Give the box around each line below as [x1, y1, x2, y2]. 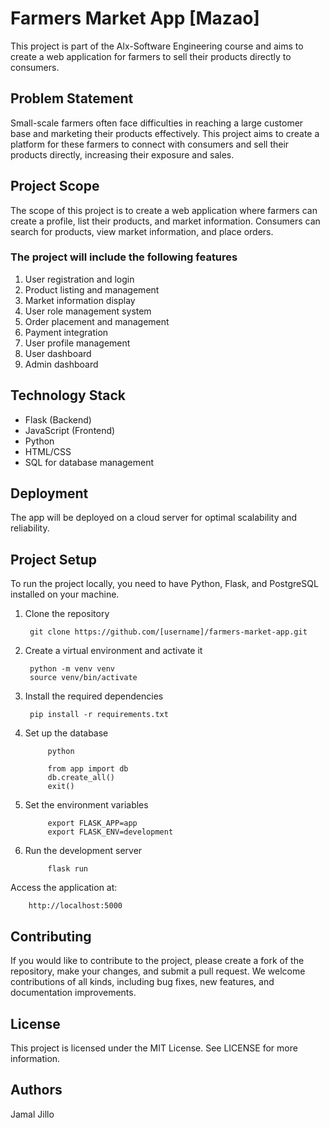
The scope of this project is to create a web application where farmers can [10, 204, 318, 216]
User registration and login [24, 273, 135, 285]
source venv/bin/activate [29, 673, 138, 683]
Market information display [24, 294, 136, 306]
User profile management [24, 337, 131, 349]
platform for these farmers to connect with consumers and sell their [10, 138, 290, 150]
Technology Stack [10, 387, 126, 404]
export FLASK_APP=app [47, 818, 138, 829]
